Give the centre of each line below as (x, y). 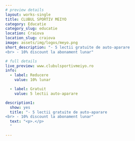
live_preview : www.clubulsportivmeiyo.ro (50, 66)
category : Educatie (26, 24)
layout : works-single (28, 15)
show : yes (20, 107)
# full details (21, 61)
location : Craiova (25, 33)
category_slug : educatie (31, 29)
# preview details (25, 10)
